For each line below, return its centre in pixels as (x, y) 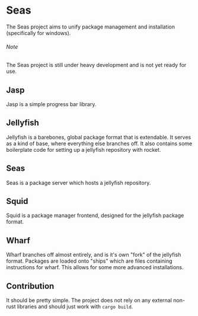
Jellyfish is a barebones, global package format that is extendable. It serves (99, 137)
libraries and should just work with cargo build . (75, 307)
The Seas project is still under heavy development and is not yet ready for (96, 65)
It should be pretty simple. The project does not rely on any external (89, 301)
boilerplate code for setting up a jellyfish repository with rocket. (84, 149)
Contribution (30, 286)
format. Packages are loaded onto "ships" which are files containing (90, 261)
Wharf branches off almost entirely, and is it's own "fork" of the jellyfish (94, 255)
